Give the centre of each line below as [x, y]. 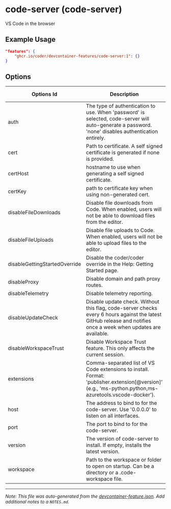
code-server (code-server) [64, 9]
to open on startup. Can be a [120, 466]
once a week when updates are [123, 327]
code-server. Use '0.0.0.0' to [121, 410]
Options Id [44, 94]
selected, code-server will [117, 119]
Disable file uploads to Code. [120, 231]
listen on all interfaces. [113, 416]
